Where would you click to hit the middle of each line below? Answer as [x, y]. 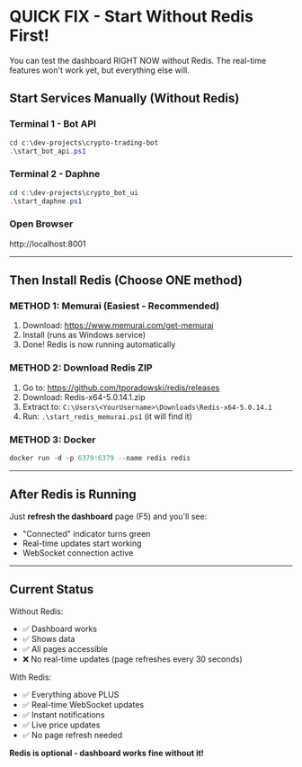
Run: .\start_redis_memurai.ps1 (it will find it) [107, 416]
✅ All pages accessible [65, 648]
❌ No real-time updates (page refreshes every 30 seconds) [132, 659]
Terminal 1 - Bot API [53, 124]
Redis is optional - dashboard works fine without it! [107, 753]
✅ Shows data [49, 638]
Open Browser [41, 224]
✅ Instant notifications [63, 714]
